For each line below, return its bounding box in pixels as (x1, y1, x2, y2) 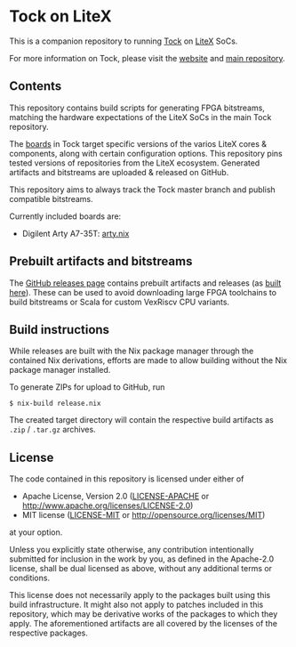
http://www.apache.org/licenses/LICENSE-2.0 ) (21, 500, 194, 511)
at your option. (9, 527, 63, 538)
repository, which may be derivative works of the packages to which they (9, 609, 278, 619)
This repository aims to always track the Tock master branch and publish (9, 184, 276, 195)
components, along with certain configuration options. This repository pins (9, 148, 283, 158)
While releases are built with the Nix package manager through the (9, 345, 254, 357)
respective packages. (9, 627, 89, 638)
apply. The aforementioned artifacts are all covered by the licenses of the (9, 619, 278, 629)
